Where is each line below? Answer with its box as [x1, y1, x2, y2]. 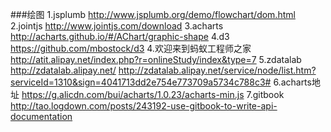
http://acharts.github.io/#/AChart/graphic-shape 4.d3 [10, 31, 230, 42]
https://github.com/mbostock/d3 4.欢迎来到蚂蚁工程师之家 [10, 43, 252, 54]
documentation [10, 111, 73, 122]
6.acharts [273, 76, 312, 88]
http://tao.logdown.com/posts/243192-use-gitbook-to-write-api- [10, 100, 278, 112]
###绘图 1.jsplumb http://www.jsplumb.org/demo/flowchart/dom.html [10, 9, 296, 20]
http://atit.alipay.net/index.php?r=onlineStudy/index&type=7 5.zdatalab [10, 54, 302, 65]
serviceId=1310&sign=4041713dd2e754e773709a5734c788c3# [10, 76, 272, 88]
